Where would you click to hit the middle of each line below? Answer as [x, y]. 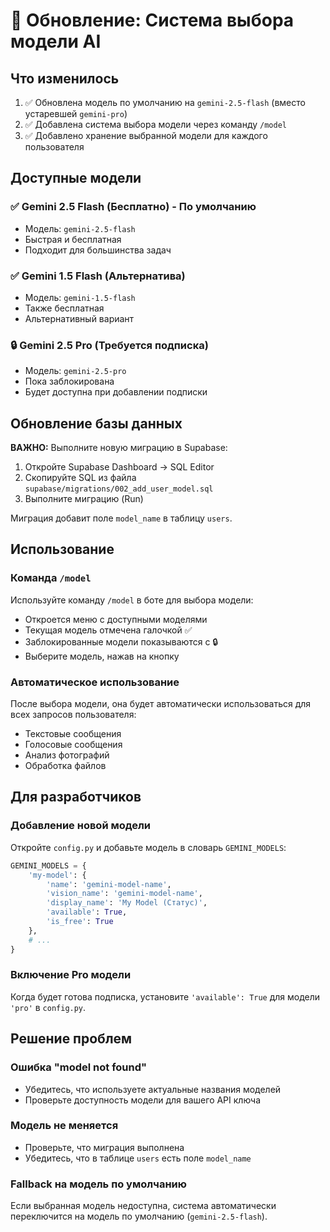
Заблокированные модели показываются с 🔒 [121, 641]
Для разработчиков [76, 797]
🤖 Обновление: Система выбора [152, 20]
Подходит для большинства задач [98, 250]
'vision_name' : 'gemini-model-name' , [124, 894]
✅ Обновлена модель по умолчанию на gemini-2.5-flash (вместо [165, 102]
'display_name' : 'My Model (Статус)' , [127, 903]
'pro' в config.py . [48, 1007]
